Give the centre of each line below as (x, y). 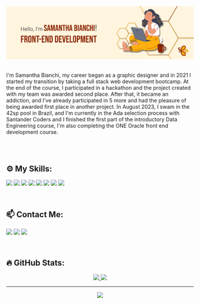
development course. (32, 132)
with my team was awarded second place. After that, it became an (87, 94)
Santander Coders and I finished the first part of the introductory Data (92, 120)
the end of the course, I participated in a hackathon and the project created (99, 88)
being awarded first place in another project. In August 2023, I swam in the (98, 107)
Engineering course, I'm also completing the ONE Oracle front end (87, 126)
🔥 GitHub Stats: (35, 263)
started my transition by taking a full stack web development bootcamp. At (97, 82)
